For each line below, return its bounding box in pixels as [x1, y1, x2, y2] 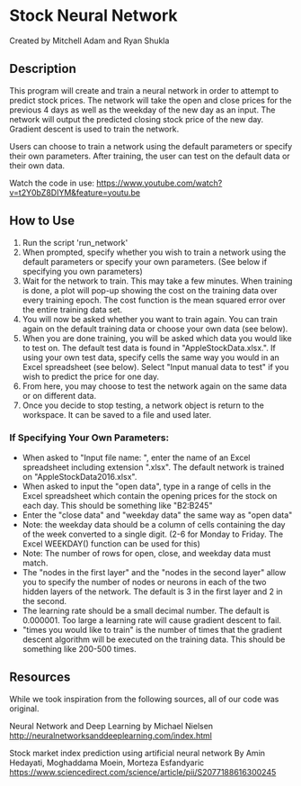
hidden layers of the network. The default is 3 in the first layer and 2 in [22, 586, 283, 597]
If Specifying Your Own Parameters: [9, 431, 169, 444]
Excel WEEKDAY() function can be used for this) [22, 538, 200, 549]
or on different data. [22, 390, 97, 401]
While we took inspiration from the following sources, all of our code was [9, 693, 279, 704]
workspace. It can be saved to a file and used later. [22, 409, 212, 420]
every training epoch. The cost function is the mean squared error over [22, 294, 286, 305]
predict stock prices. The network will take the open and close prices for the [9, 95, 292, 105]
